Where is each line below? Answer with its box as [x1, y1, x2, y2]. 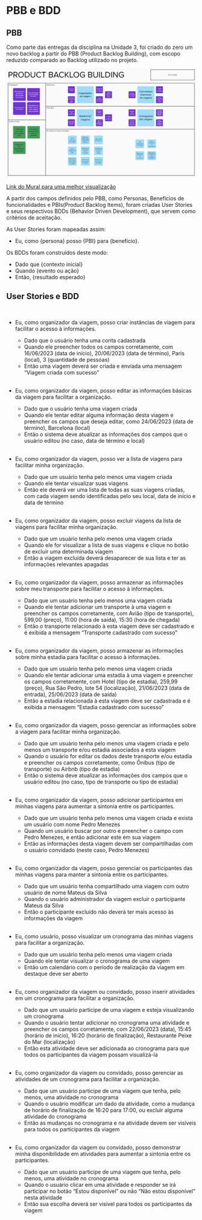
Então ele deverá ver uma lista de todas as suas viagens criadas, [24, 486, 185, 493]
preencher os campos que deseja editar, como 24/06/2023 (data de [24, 418, 194, 425]
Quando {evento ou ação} [14, 267, 80, 274]
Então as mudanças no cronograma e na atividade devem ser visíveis [24, 1119, 197, 1127]
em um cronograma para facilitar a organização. [14, 994, 135, 1002]
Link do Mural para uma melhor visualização [6, 183, 116, 191]
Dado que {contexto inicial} [14, 261, 83, 268]
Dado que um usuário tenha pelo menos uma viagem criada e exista [24, 815, 193, 822]
